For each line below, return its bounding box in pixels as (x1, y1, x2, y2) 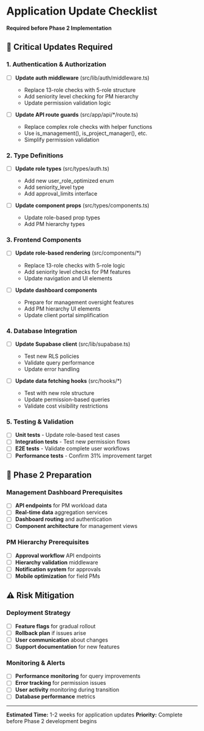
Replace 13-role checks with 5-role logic (24, 261, 126, 269)
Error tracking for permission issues (15, 679, 106, 687)
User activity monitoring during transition (15, 686, 120, 693)
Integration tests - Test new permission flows (15, 438, 131, 445)
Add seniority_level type (24, 184, 85, 191)
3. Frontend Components (6, 236, 82, 244)
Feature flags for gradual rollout (15, 622, 96, 630)
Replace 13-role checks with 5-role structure (24, 86, 136, 94)
